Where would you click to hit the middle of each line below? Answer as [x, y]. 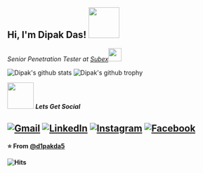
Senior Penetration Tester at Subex [58, 59]
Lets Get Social [58, 106]
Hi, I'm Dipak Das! [47, 35]
